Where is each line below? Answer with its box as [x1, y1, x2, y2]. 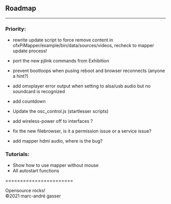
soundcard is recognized [12, 88, 65, 95]
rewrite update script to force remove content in [12, 37, 113, 43]
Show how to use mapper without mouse [12, 162, 99, 168]
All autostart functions [12, 168, 60, 174]
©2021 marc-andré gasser [5, 193, 61, 199]
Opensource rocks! [5, 188, 46, 194]
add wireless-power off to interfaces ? [12, 118, 93, 124]
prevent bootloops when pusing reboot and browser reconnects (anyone [12, 67, 165, 74]
